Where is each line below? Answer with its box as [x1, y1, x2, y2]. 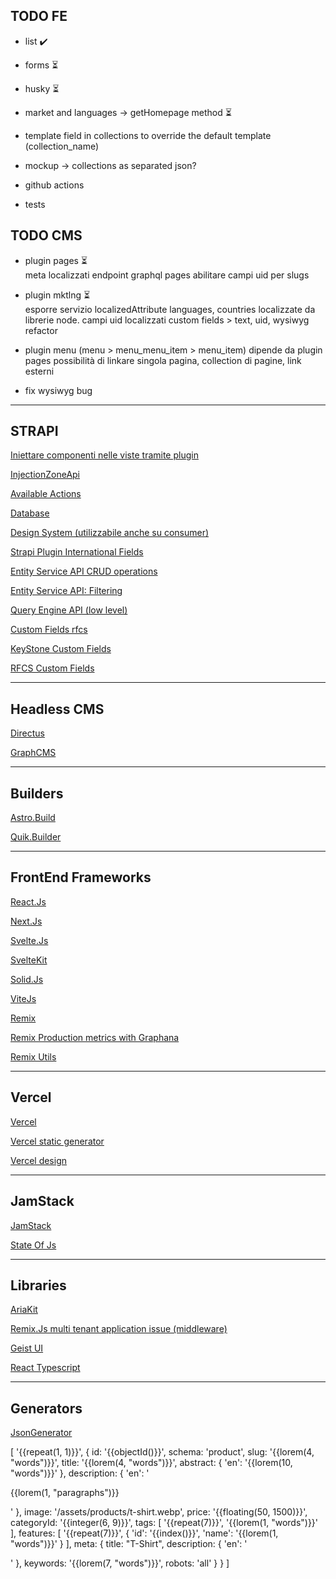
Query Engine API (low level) [10, 604, 128, 616]
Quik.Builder [10, 831, 62, 843]
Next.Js [10, 915, 43, 927]
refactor [24, 324, 58, 336]
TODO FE [10, 8, 68, 25]
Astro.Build [10, 812, 56, 824]
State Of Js [10, 1239, 57, 1251]
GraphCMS [10, 747, 57, 759]
